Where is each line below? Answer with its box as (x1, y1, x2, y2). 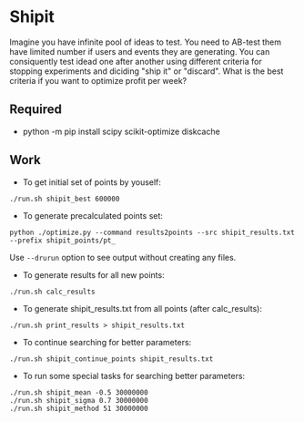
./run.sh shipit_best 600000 (9, 194, 120, 203)
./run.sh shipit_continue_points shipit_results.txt (9, 354, 214, 364)
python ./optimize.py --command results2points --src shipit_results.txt (9, 228, 296, 237)
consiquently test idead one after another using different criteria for (9, 56, 262, 67)
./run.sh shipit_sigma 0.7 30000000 (9, 396, 148, 405)
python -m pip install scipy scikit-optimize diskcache (22, 126, 220, 137)
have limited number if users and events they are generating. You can (9, 46, 270, 57)
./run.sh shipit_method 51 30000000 (9, 404, 148, 413)
